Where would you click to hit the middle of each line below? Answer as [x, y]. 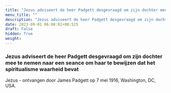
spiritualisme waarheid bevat [42, 69]
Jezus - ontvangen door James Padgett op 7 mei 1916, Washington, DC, [81, 80]
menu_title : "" [21, 15]
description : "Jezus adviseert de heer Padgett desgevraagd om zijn [79, 19]
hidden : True [19, 34]
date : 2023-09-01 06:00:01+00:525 [42, 24]
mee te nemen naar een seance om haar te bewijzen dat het [80, 63]
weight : [13, 39]
